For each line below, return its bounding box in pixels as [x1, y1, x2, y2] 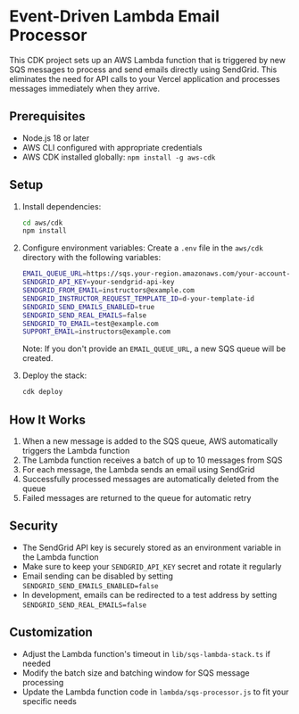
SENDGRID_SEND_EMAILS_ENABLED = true [21, 302, 155, 311]
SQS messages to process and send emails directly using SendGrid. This [9, 64, 278, 75]
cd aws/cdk [21, 218, 63, 227]
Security [9, 519, 58, 534]
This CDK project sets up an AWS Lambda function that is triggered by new [9, 54, 286, 65]
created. [21, 353, 54, 364]
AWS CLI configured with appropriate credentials [21, 142, 203, 152]
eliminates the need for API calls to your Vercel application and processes [9, 73, 280, 84]
